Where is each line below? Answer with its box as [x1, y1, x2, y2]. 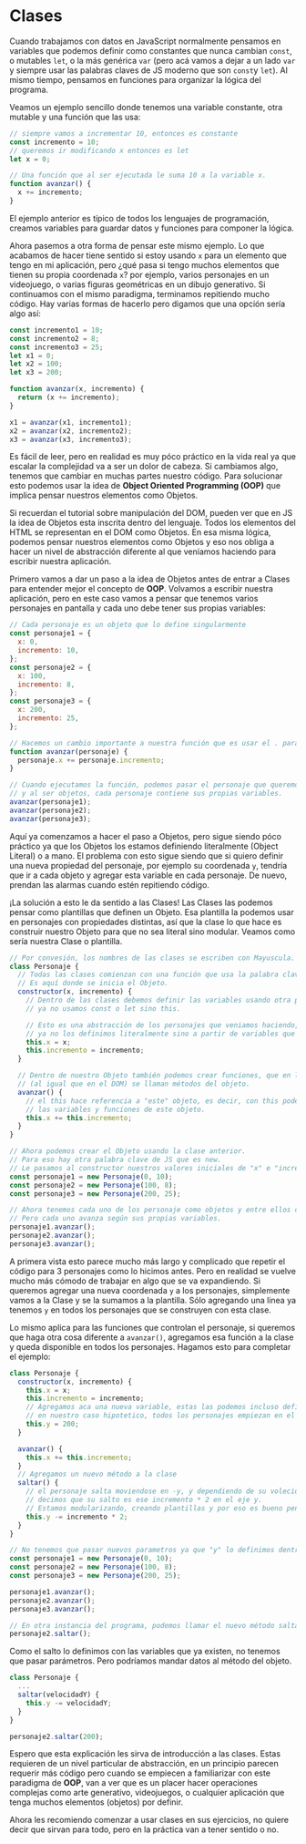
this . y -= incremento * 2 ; [25, 1512, 128, 1521]
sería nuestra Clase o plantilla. [9, 935, 123, 946]
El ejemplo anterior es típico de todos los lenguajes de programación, [9, 212, 270, 223]
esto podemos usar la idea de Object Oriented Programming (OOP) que [9, 480, 280, 491]
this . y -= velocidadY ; [25, 1698, 112, 1707]
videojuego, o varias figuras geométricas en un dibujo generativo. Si [9, 279, 266, 290]
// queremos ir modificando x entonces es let [9, 146, 189, 155]
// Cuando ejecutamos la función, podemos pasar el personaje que [9, 780, 267, 789]
